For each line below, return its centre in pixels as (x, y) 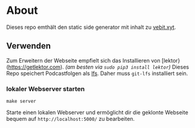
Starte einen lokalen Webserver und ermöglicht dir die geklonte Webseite (97, 112)
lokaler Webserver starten (46, 89)
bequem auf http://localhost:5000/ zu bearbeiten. (70, 119)
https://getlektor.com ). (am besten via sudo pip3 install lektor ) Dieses (98, 67)
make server (21, 102)
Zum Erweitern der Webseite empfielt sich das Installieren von (83, 60)
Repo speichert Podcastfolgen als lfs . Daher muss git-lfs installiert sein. (97, 73)
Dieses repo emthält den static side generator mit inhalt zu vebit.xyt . (91, 27)
